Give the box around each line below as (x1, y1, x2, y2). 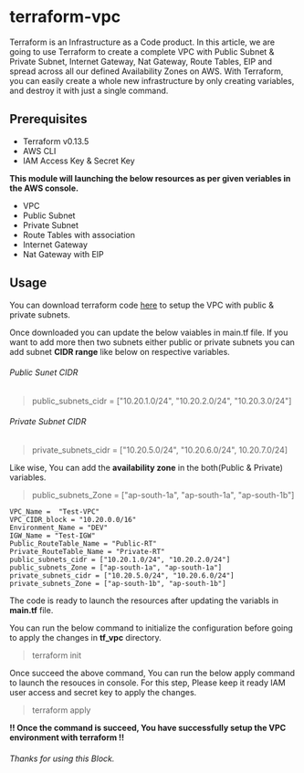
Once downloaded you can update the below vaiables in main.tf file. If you (9, 327, 288, 338)
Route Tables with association (22, 229, 135, 240)
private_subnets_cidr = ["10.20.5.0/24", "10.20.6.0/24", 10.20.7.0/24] (31, 444, 288, 455)
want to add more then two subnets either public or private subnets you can (9, 336, 295, 348)
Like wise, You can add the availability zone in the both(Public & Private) (9, 462, 283, 473)
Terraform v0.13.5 (22, 135, 89, 147)
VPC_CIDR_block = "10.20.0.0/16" (9, 515, 137, 524)
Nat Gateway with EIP (22, 248, 105, 259)
